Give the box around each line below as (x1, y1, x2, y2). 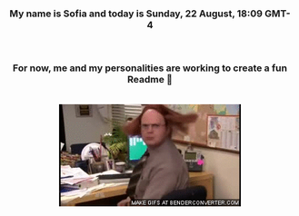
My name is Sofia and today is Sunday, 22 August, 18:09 (9, 7, 264, 20)
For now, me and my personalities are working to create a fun (12, 62, 288, 74)
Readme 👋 (127, 74, 173, 86)
